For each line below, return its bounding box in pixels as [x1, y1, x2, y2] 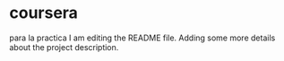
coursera [9, 3, 79, 23]
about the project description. [9, 41, 119, 52]
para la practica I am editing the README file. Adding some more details [9, 32, 276, 43]
